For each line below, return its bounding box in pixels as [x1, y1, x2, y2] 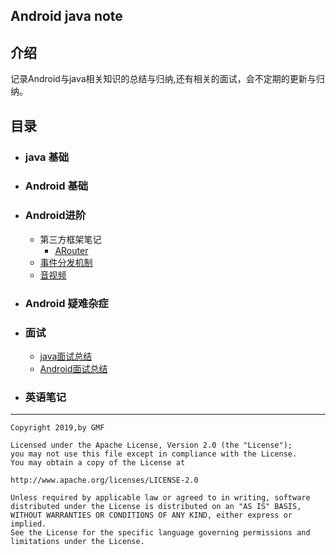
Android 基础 [24, 179, 89, 193]
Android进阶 [24, 209, 87, 223]
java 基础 [24, 150, 70, 164]
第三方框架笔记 [39, 233, 102, 245]
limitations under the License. [10, 537, 145, 547]
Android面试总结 [39, 362, 108, 374]
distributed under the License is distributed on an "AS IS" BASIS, [10, 502, 302, 512]
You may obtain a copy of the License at [10, 458, 186, 468]
